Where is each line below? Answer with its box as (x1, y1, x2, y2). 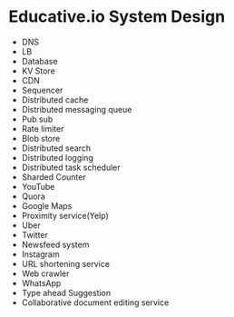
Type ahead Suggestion (21, 287, 111, 298)
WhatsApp (21, 277, 62, 288)
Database (21, 55, 58, 66)
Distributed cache (21, 94, 89, 105)
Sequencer (21, 84, 63, 95)
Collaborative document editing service (21, 297, 170, 308)
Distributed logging (21, 152, 94, 163)
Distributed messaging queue (21, 104, 132, 114)
